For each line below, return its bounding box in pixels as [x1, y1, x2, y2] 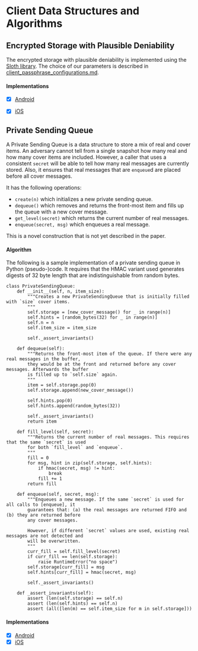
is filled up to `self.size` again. [27, 372, 118, 378]
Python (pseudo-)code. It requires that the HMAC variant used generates [6, 266, 185, 273]
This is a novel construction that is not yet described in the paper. [6, 232, 166, 240]
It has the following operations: [6, 184, 82, 191]
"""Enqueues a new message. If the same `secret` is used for [27, 496, 184, 503]
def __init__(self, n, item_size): [17, 288, 105, 295]
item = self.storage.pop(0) [27, 382, 97, 388]
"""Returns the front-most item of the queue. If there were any [27, 351, 193, 357]
